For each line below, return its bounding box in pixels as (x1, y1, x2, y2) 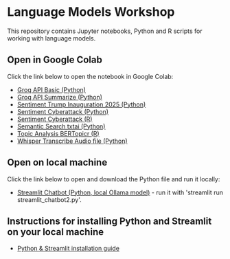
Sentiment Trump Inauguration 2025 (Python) (16, 100, 146, 109)
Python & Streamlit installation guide (16, 245, 120, 253)
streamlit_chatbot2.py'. (16, 195, 82, 203)
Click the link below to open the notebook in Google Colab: (7, 72, 174, 80)
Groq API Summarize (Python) (16, 93, 103, 101)
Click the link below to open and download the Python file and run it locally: (7, 174, 220, 183)
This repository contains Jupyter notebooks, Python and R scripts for (7, 27, 203, 35)
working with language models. (7, 34, 96, 42)
